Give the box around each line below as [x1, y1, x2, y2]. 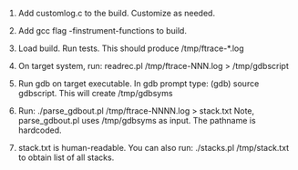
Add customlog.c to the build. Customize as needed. [17, 8, 216, 18]
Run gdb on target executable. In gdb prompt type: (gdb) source [17, 78, 260, 89]
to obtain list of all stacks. [17, 152, 115, 163]
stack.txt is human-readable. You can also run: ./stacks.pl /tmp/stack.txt [17, 143, 290, 153]
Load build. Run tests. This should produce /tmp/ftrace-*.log [17, 43, 244, 54]
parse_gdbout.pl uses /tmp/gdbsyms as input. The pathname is [17, 115, 257, 125]
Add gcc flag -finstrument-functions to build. [17, 25, 187, 35]
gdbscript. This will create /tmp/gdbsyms [17, 88, 173, 98]
